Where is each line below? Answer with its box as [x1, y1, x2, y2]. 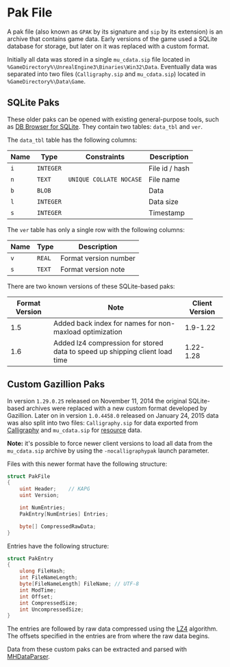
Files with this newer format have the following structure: [7, 460, 168, 468]
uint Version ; [19, 492, 60, 499]
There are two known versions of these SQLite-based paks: [7, 282, 175, 290]
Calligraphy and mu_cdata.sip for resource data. [7, 426, 142, 434]
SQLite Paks [7, 97, 60, 109]
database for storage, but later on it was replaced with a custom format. [7, 42, 210, 50]
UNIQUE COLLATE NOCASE [68, 175, 142, 183]
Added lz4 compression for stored [53, 338, 164, 347]
